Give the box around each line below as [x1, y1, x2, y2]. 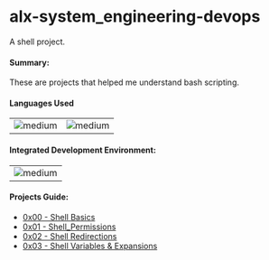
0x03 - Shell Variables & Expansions [22, 240, 158, 251]
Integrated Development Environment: [9, 144, 156, 155]
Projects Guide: [9, 191, 70, 202]
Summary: [9, 57, 50, 68]
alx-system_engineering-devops [9, 6, 261, 27]
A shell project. [9, 36, 66, 47]
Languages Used [9, 97, 75, 108]
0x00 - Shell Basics [22, 211, 96, 222]
